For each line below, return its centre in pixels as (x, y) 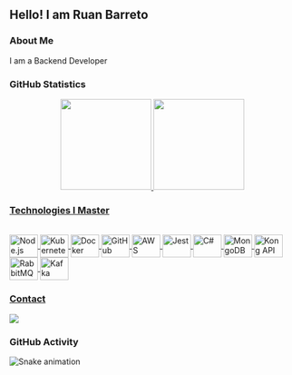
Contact (28, 299)
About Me (32, 41)
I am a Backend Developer (58, 60)
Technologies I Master (60, 210)
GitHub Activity (44, 341)
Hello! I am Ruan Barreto (79, 15)
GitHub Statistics (48, 84)
